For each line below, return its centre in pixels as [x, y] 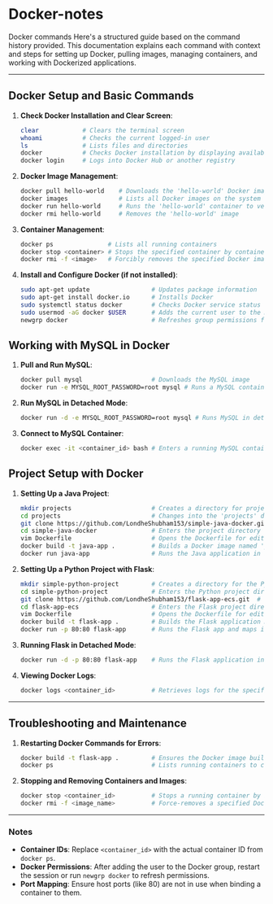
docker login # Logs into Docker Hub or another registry [128, 161]
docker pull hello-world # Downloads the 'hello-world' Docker [135, 191]
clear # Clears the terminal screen [102, 130]
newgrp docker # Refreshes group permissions [139, 320]
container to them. [51, 893]
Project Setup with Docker [76, 474]
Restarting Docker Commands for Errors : [91, 743]
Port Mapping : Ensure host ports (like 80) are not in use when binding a [141, 884]
